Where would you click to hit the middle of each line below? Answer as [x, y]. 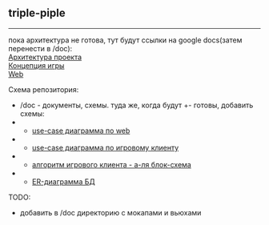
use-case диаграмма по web [81, 131]
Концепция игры [36, 65]
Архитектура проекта [45, 57]
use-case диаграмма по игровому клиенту [105, 147]
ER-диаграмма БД [63, 181]
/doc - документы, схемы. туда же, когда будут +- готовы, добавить [137, 105]
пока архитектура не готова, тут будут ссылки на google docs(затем [125, 40]
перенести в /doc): [40, 48]
